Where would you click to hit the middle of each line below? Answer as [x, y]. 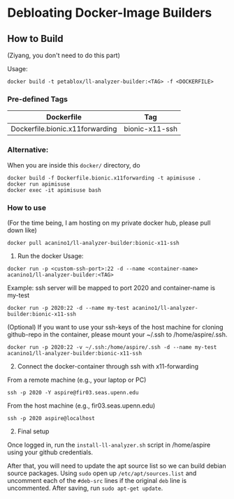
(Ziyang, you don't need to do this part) [64, 55]
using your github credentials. [50, 452]
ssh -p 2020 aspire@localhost [51, 418]
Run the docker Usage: [50, 255]
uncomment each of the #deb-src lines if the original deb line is [97, 480]
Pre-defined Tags [38, 99]
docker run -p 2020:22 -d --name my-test [68, 308]
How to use [27, 207]
